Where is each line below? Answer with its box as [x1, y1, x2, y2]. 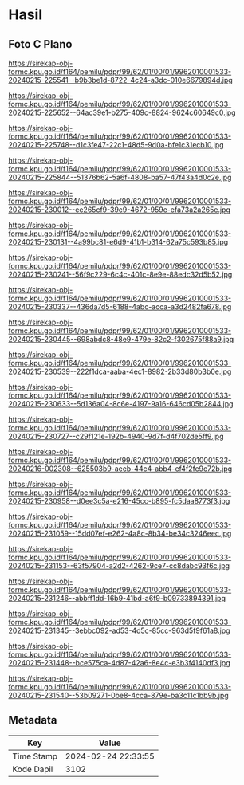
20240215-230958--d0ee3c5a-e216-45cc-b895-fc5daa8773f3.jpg [8, 497, 230, 505]
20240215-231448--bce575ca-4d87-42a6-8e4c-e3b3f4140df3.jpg [8, 658, 230, 667]
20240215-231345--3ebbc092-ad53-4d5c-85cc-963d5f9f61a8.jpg [8, 626, 230, 635]
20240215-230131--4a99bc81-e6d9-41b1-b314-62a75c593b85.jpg [8, 237, 229, 246]
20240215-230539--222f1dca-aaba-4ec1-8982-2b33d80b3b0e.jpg [8, 367, 232, 376]
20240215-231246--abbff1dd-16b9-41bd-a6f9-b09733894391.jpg [8, 594, 226, 602]
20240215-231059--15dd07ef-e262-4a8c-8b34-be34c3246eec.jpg [8, 528, 232, 538]
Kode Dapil [12, 763, 53, 775]
